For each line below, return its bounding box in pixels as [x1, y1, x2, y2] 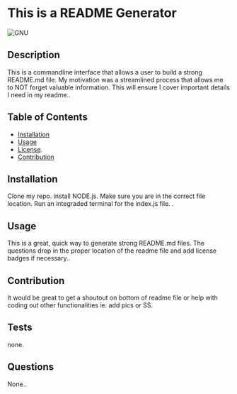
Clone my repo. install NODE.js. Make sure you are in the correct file [7, 192, 206, 200]
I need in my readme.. [7, 90, 71, 99]
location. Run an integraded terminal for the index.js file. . [7, 199, 175, 208]
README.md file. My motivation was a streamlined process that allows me [7, 75, 224, 84]
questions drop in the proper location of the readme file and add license [7, 246, 217, 255]
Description [7, 49, 60, 61]
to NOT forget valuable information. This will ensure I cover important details [7, 83, 230, 92]
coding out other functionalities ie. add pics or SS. [7, 301, 154, 310]
